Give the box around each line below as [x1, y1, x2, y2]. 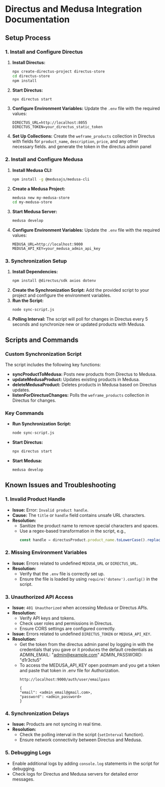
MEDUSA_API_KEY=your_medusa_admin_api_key [12, 246, 101, 251]
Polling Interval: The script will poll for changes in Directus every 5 [12, 316, 148, 322]
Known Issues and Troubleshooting [5, 481, 116, 489]
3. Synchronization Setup [5, 258, 67, 265]
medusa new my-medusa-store [12, 195, 70, 200]
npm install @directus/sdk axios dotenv [12, 278, 96, 283]
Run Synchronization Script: [12, 421, 71, 427]
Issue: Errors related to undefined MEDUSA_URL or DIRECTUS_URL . [12, 560, 138, 566]
